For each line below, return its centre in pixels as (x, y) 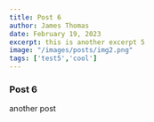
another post (32, 109)
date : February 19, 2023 (55, 34)
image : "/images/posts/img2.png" (71, 50)
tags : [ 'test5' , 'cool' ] (53, 58)
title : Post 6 (36, 17)
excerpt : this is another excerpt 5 (77, 42)
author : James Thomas (49, 26)
